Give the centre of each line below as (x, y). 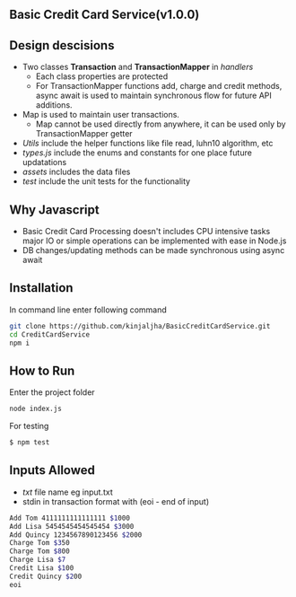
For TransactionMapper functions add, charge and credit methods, (159, 86)
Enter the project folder (52, 392)
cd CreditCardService (50, 334)
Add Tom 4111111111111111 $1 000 (70, 518)
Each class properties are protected (102, 76)
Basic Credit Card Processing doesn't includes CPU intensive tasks (146, 232)
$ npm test (30, 443)
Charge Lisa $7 (38, 560)
